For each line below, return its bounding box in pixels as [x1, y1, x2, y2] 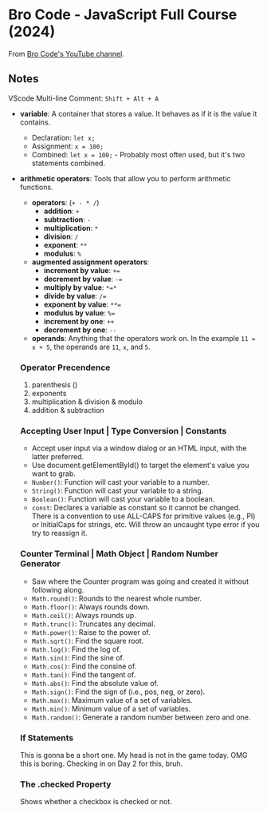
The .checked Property [19, 779, 112, 790]
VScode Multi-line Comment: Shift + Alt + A [8, 93, 159, 103]
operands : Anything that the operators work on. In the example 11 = [31, 333, 256, 343]
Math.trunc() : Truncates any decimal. [31, 619, 155, 629]
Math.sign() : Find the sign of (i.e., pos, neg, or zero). [31, 687, 206, 696]
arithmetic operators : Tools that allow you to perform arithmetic [19, 173, 231, 183]
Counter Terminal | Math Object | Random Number [19, 549, 219, 560]
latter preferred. [31, 452, 84, 462]
